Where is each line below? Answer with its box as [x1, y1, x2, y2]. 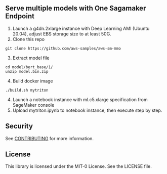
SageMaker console [12, 102, 55, 108]
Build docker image [12, 78, 53, 84]
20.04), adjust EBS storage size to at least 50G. [12, 30, 111, 37]
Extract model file [12, 55, 50, 61]
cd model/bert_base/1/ [5, 64, 53, 70]
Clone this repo [12, 36, 45, 42]
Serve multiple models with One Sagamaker [5, 4, 146, 13]
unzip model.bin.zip [5, 69, 49, 74]
